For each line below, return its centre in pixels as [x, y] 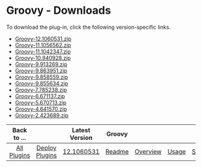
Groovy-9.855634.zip [41, 83]
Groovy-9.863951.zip [41, 70]
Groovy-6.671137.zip [40, 96]
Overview [148, 151]
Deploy [47, 148]
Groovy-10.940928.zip [43, 58]
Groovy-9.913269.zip [41, 64]
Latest [81, 130]
